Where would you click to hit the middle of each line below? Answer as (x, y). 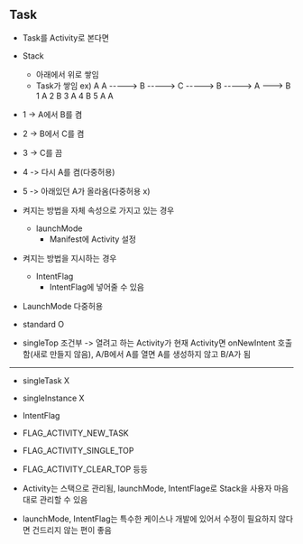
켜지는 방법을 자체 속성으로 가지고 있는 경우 (98, 210)
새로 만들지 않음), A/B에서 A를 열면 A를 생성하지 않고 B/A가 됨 (142, 354)
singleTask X (46, 380)
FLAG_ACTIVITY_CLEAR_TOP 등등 (85, 469)
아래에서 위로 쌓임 (67, 74)
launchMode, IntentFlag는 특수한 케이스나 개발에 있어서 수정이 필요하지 (149, 519)
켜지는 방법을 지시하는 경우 (69, 258)
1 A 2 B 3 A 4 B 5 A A (75, 96)
